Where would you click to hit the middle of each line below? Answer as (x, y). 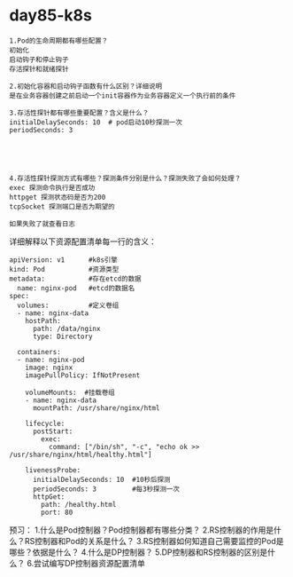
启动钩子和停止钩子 (39, 59)
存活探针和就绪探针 (39, 69)
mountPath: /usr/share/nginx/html (96, 408)
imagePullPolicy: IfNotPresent (83, 375)
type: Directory (62, 336)
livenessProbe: (53, 470)
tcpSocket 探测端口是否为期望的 (62, 206)
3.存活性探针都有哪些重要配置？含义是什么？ (79, 113)
